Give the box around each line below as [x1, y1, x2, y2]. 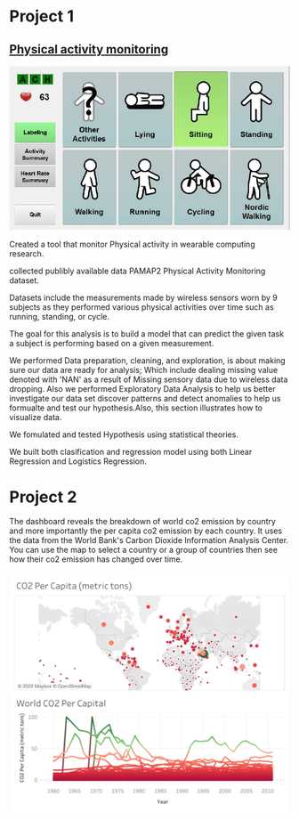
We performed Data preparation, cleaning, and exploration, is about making [9, 354, 287, 366]
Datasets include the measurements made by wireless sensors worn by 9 [9, 292, 279, 303]
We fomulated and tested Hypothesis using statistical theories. [9, 429, 238, 440]
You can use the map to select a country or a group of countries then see [9, 545, 279, 556]
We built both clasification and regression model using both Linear [9, 446, 253, 457]
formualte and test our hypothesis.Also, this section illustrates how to [9, 402, 263, 413]
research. [9, 248, 44, 259]
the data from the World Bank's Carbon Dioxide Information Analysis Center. [9, 535, 289, 546]
